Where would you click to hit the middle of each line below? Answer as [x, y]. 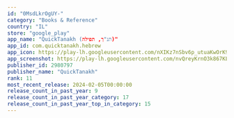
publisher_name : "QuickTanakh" [53, 71]
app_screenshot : [31, 59]
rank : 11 [20, 78]
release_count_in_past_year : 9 [53, 91]
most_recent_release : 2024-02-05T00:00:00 [70, 85]
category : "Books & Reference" [53, 20]
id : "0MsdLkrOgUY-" [36, 14]
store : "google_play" [39, 33]
